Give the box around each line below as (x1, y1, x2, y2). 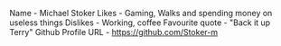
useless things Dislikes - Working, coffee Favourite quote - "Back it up (9, 17, 271, 28)
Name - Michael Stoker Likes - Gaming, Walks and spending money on (9, 8, 273, 18)
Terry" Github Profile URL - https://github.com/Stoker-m (9, 27, 219, 37)
